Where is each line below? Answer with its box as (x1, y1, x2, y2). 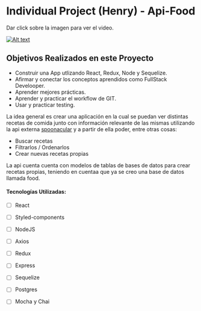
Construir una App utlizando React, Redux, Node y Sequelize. (14, 69, 167, 76)
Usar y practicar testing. (14, 101, 75, 108)
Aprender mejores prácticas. (14, 88, 86, 96)
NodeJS (14, 226, 36, 233)
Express (14, 262, 36, 269)
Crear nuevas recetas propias (14, 150, 89, 157)
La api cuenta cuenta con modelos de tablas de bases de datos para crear (6, 161, 191, 169)
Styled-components (14, 214, 65, 221)
